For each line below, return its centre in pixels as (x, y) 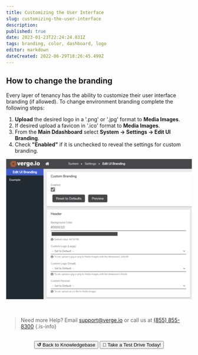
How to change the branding (60, 81)
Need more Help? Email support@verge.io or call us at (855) (93, 320)
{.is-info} (46, 326)
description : (22, 25)
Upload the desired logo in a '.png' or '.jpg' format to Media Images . (98, 119)
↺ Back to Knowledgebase (66, 345)
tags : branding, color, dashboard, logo (57, 44)
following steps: (25, 108)
